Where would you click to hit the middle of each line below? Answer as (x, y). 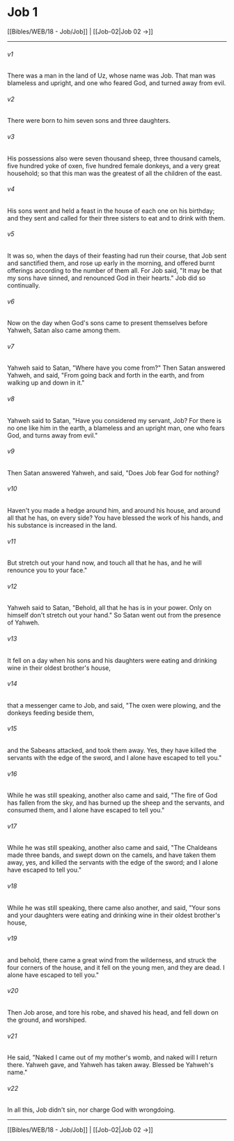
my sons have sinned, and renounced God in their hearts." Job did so (107, 278)
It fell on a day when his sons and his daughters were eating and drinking (112, 660)
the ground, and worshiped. (47, 1020)
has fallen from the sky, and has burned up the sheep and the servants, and (116, 803)
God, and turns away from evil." (53, 435)
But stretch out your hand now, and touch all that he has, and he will (104, 563)
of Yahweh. (23, 622)
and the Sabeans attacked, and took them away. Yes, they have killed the (112, 750)
